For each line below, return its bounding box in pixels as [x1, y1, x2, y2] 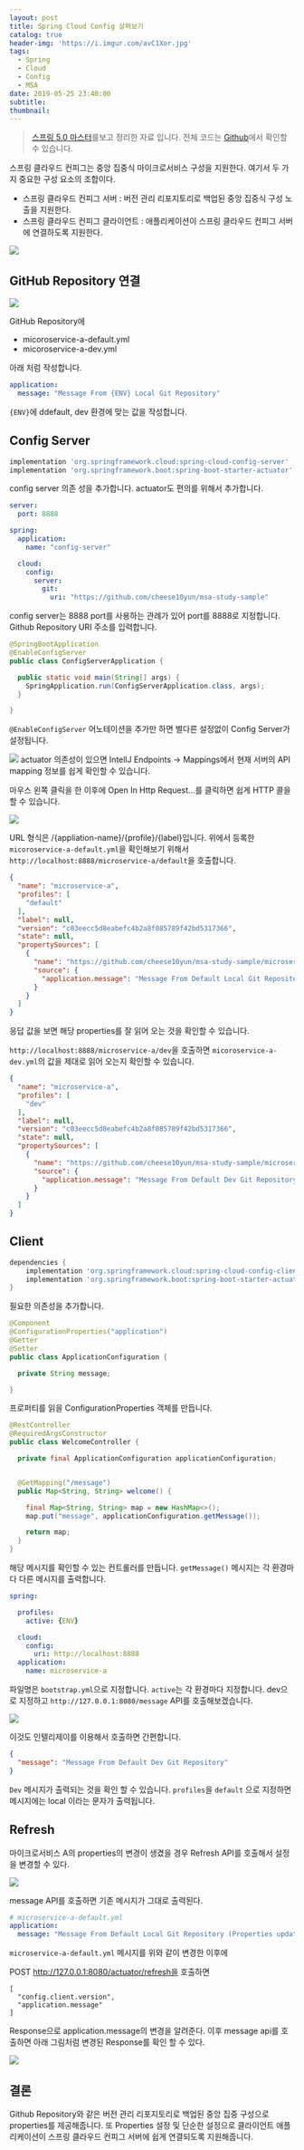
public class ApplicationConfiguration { [9, 1352, 168, 1362]
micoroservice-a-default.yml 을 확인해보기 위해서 [9, 844, 190, 854]
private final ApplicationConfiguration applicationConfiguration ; [17, 1454, 278, 1463]
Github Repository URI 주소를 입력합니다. [9, 622, 157, 632]
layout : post [9, 13, 59, 23]
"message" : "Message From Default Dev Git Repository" [17, 1758, 229, 1767]
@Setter [9, 1344, 39, 1353]
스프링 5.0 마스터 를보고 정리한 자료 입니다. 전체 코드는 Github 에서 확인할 [31, 132, 288, 143]
